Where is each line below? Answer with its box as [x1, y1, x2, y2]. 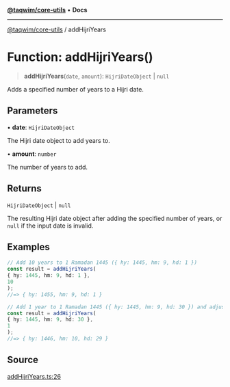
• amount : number [7, 150, 57, 158]
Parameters [7, 105, 58, 117]
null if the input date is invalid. [7, 222, 94, 230]
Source [7, 354, 39, 366]
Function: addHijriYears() [7, 49, 153, 65]
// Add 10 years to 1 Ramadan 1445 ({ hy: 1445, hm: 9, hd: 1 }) [7, 259, 197, 266]
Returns [7, 183, 42, 194]
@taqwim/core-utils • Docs [7, 6, 88, 14]
